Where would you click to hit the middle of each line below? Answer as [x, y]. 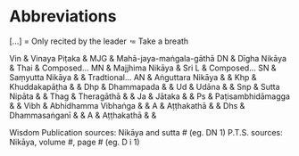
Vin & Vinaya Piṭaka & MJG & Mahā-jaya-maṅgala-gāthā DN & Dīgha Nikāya [148, 58]
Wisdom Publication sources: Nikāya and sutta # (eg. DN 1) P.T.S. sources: [146, 132]
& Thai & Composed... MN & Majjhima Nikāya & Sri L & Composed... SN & [143, 68]
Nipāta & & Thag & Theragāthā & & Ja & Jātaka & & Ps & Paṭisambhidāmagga [149, 96]
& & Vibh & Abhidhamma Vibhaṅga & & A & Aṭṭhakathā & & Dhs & [127, 105]
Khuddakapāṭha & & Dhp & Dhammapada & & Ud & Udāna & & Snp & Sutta [145, 86]
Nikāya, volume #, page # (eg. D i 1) [75, 142]
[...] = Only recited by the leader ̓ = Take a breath [99, 41]
